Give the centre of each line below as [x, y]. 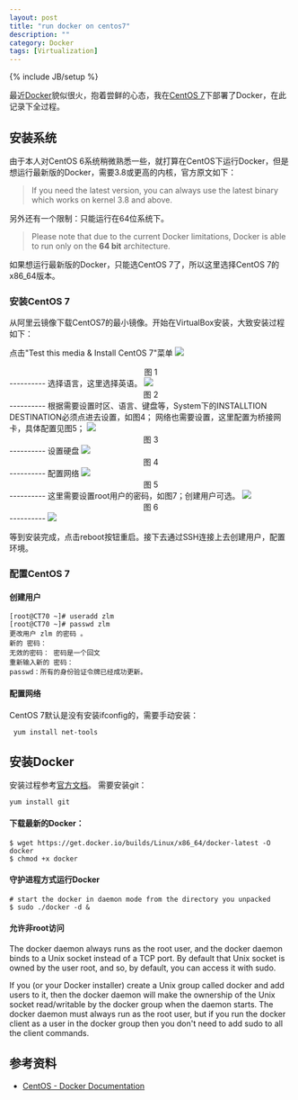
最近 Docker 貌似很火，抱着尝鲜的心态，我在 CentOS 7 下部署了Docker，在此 [148, 95]
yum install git [39, 802]
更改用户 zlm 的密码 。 [48, 634]
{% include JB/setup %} [54, 77]
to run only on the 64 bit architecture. [101, 246]
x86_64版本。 [35, 275]
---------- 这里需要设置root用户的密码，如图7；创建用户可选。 [125, 496]
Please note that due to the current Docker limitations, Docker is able [158, 236]
